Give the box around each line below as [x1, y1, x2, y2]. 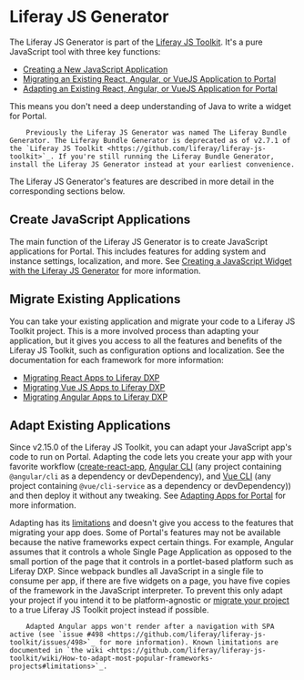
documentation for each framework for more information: [9, 354, 225, 365]
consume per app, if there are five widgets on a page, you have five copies [9, 575, 291, 586]
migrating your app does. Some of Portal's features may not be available [9, 527, 281, 538]
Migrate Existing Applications [9, 291, 181, 307]
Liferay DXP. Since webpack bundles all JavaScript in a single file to [9, 566, 264, 577]
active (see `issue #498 [9, 630, 104, 639]
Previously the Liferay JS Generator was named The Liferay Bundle [25, 127, 287, 137]
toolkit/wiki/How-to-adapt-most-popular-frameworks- [9, 654, 214, 664]
